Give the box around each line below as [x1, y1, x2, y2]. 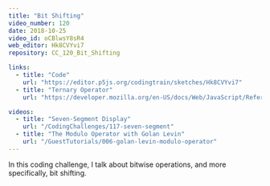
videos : [8, 107, 35, 116]
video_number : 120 [8, 19, 70, 27]
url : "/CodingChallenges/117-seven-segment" [22, 123, 174, 131]
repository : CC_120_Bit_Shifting [8, 49, 121, 57]
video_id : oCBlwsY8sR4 [8, 34, 84, 42]
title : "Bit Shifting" [8, 11, 84, 20]
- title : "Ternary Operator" [15, 86, 113, 94]
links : [8, 63, 31, 72]
